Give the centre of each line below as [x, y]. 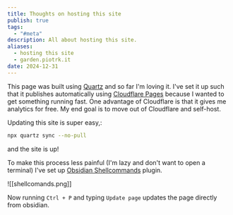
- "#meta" [28, 33]
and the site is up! [33, 149]
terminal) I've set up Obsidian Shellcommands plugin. [85, 170]
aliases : [20, 47]
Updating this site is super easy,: [55, 122]
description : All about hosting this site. [72, 40]
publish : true [28, 20]
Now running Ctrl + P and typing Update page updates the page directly [112, 197]
